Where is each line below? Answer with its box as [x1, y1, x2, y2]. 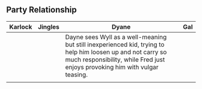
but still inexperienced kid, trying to [65, 40, 165, 49]
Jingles [38, 22, 60, 31]
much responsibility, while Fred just [65, 55, 165, 64]
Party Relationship [6, 5, 77, 15]
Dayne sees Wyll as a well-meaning [65, 32, 167, 41]
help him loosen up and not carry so [65, 48, 167, 56]
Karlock [9, 22, 32, 31]
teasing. [65, 70, 88, 79]
